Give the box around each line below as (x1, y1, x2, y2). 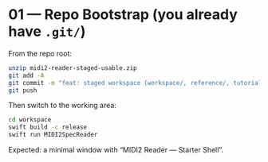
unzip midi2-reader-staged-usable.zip (8, 64, 137, 72)
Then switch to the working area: (8, 101, 117, 110)
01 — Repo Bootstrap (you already (8, 6, 238, 24)
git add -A (8, 71, 45, 79)
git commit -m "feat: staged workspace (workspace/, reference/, (8, 79, 230, 87)
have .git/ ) (8, 22, 86, 40)
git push (8, 86, 37, 94)
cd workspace (8, 116, 52, 124)
